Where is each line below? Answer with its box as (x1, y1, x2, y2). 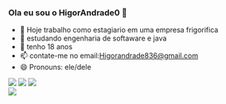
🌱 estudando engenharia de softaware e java (19, 33, 167, 43)
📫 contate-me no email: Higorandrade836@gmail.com (19, 51, 199, 60)
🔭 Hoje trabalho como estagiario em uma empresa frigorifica (19, 25, 219, 35)
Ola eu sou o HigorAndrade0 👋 (8, 7, 127, 18)
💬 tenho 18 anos (19, 42, 73, 52)
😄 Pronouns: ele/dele (19, 63, 92, 72)
